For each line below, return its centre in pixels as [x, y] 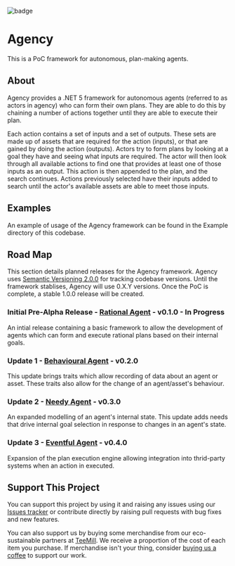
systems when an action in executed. [61, 465]
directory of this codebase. [46, 233]
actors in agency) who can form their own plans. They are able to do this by [116, 105]
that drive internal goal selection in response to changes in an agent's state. [117, 425]
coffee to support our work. [47, 555]
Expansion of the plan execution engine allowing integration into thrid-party [116, 458]
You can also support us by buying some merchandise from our [99, 533]
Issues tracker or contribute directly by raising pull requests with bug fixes [115, 512]
